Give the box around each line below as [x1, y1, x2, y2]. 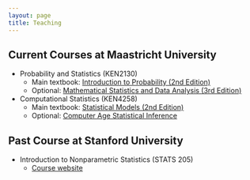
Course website [31, 163, 83, 173]
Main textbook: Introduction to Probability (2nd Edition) [31, 77, 211, 87]
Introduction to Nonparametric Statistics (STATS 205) [19, 155, 194, 164]
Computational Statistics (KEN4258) [19, 94, 138, 103]
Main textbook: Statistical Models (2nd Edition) [31, 103, 184, 112]
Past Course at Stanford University [8, 133, 184, 147]
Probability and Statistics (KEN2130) [19, 69, 138, 79]
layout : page [8, 11, 51, 20]
